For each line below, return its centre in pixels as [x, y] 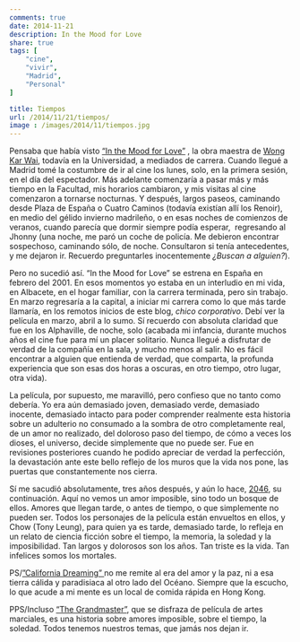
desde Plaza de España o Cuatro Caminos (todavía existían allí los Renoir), [146, 208]
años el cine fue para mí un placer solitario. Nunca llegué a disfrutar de [140, 340]
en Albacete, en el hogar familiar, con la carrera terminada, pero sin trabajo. [149, 292]
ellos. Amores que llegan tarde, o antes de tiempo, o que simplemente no [144, 508]
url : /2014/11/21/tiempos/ [60, 117]
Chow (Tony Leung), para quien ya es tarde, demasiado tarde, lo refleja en [146, 527]
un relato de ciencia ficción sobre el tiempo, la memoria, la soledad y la [140, 537]
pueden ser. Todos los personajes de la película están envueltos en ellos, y [147, 517]
